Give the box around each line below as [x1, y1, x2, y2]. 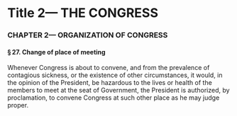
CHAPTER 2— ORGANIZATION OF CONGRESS [7, 30, 168, 40]
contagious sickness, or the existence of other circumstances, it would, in [7, 71, 223, 79]
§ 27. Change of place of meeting [7, 47, 106, 56]
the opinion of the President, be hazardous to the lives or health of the [7, 79, 213, 87]
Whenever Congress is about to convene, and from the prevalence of [7, 64, 210, 72]
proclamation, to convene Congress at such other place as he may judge [7, 93, 220, 102]
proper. [7, 101, 29, 110]
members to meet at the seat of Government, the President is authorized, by [7, 86, 230, 95]
